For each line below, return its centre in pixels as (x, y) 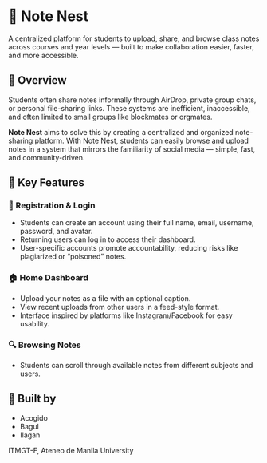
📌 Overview (37, 80)
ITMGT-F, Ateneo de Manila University (71, 450)
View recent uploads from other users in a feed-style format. (120, 307)
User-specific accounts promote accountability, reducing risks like (129, 248)
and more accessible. (43, 55)
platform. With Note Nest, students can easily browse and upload (142, 140)
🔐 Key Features (47, 183)
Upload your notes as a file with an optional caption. (105, 298)
